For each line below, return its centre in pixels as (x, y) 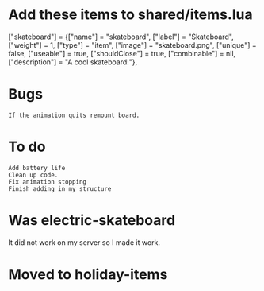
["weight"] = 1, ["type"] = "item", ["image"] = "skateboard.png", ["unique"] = (133, 45)
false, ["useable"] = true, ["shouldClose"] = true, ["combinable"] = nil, (122, 53)
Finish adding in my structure (60, 188)
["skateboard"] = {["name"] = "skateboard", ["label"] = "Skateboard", (121, 37)
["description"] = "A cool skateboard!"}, (73, 62)
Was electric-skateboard (92, 220)
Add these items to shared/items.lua (130, 15)
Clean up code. (33, 175)
